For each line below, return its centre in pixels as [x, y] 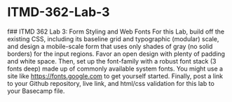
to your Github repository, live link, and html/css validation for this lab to [111, 83]
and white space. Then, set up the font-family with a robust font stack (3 [112, 61]
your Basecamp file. [36, 91]
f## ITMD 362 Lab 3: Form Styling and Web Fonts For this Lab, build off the [116, 31]
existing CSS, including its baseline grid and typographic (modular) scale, [113, 38]
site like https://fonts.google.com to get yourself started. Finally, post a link [115, 76]
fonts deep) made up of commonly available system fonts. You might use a [115, 68]
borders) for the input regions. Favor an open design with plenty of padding [116, 54]
